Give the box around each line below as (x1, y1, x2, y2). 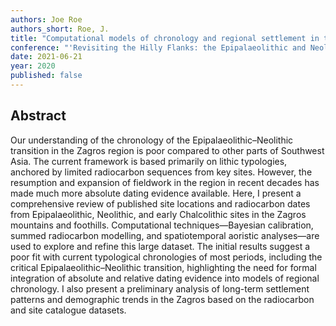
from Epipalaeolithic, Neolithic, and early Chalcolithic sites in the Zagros (10, 208, 307, 220)
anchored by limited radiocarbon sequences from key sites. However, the (10, 166, 313, 178)
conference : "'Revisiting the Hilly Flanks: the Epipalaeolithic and (10, 42, 307, 53)
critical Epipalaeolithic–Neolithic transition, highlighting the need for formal (10, 261, 317, 273)
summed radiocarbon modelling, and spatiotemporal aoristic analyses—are (10, 229, 320, 241)
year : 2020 (10, 61, 56, 71)
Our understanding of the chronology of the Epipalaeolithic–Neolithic (10, 134, 294, 146)
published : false (10, 71, 83, 81)
